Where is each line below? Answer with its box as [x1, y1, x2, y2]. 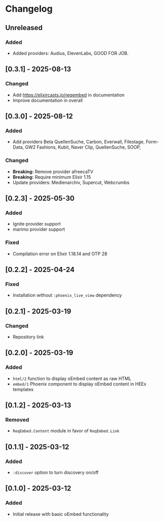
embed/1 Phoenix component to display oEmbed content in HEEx [12, 380, 147, 387]
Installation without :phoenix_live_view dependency [12, 292, 122, 298]
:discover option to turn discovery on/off [12, 469, 99, 475]
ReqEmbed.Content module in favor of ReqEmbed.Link [12, 428, 120, 434]
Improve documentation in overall [12, 97, 83, 103]
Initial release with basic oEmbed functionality [12, 511, 109, 517]
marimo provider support [12, 226, 65, 232]
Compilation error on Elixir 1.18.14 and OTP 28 [12, 251, 108, 257]
